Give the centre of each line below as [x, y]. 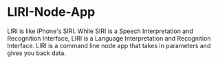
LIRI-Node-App [51, 12]
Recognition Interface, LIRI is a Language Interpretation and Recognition [109, 38]
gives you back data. [37, 53]
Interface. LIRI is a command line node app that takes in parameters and [109, 45]
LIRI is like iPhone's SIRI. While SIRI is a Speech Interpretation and [100, 31]
